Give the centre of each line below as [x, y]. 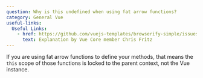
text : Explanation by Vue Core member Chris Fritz [87, 40]
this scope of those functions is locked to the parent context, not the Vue [98, 63]
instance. [18, 69]
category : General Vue [35, 17]
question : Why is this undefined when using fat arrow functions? [92, 12]
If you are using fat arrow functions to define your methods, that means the [100, 57]
